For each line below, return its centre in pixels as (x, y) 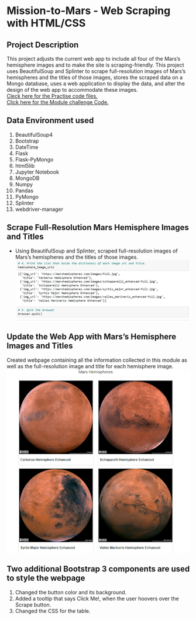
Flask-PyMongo (34, 160)
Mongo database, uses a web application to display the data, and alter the (96, 84)
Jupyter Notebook (37, 172)
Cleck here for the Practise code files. (52, 96)
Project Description (43, 45)
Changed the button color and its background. (71, 592)
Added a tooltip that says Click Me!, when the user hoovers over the (97, 598)
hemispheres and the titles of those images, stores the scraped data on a (95, 77)
